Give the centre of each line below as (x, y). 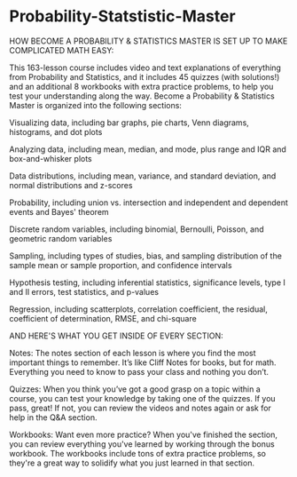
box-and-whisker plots (51, 158)
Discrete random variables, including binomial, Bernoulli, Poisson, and (137, 229)
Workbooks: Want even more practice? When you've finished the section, (143, 434)
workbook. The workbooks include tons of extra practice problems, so (138, 453)
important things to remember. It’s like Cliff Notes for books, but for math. (143, 362)
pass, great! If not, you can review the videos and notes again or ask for (141, 408)
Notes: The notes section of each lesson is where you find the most (133, 353)
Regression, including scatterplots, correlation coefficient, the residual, (138, 309)
